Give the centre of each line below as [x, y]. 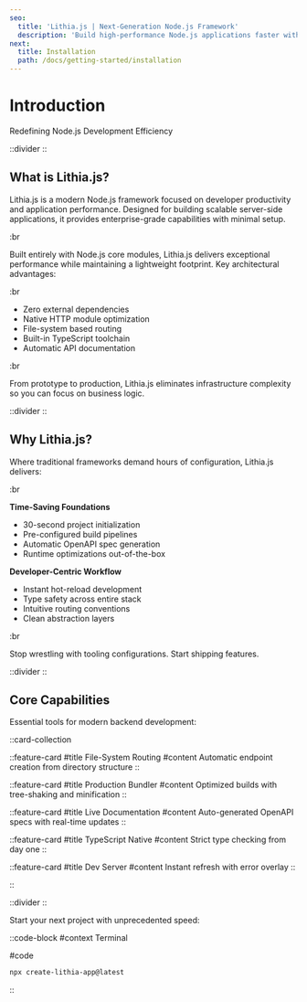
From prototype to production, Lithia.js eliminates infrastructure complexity [150, 383]
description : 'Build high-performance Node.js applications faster [149, 35]
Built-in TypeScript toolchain [76, 338]
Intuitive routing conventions [76, 608]
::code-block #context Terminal [69, 938]
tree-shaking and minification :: [68, 794]
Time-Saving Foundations [60, 506]
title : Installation [57, 52]
